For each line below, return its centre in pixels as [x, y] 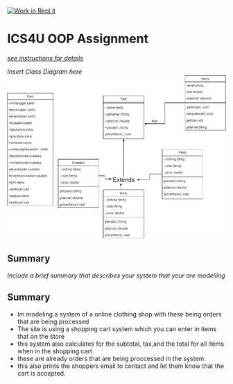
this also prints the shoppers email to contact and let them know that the [120, 366]
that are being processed [53, 321]
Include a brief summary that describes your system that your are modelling [116, 275]
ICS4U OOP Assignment [78, 39]
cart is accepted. [41, 373]
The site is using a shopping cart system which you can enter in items [117, 329]
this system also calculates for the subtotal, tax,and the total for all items [120, 344]
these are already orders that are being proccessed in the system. [111, 358]
